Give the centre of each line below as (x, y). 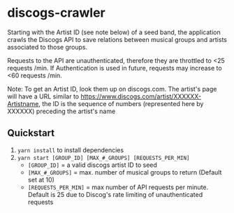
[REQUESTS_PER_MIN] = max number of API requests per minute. (118, 187)
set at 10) (41, 179)
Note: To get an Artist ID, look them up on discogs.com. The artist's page (112, 89)
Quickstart (31, 133)
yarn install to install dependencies (71, 150)
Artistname (23, 103)
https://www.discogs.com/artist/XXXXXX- (140, 96)
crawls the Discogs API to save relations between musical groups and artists (117, 39)
